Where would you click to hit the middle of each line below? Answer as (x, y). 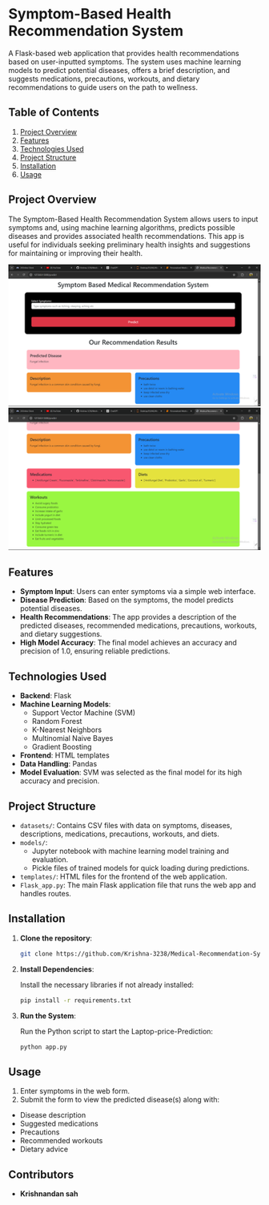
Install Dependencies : (57, 969)
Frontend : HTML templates (64, 755)
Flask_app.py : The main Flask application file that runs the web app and (138, 885)
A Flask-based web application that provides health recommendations (124, 53)
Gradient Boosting (62, 747)
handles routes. (46, 894)
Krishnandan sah (49, 1194)
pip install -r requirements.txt (76, 1000)
